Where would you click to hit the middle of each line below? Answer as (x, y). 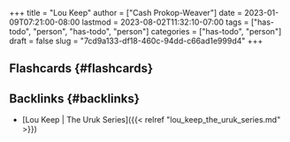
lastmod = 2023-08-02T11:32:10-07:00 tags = (165, 22)
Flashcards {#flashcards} (81, 68)
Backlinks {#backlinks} (74, 98)
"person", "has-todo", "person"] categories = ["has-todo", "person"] (157, 31)
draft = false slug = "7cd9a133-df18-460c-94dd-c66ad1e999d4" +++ (136, 41)
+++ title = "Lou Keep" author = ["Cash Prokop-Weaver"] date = (126, 13)
